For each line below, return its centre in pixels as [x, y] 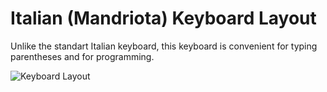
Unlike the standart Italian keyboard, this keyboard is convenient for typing [164, 46]
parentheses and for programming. [82, 56]
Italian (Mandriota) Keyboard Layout [163, 18]
